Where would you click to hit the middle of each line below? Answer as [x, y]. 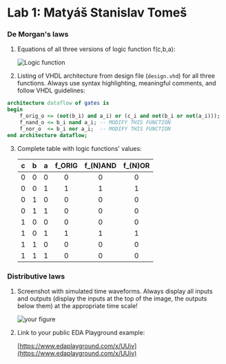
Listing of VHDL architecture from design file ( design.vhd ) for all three [116, 76]
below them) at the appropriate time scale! [77, 306]
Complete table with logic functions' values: [80, 148]
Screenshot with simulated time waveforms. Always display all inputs [115, 292]
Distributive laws [36, 276]
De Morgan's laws [38, 34]
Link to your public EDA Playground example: [81, 333]
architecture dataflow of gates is [58, 103]
